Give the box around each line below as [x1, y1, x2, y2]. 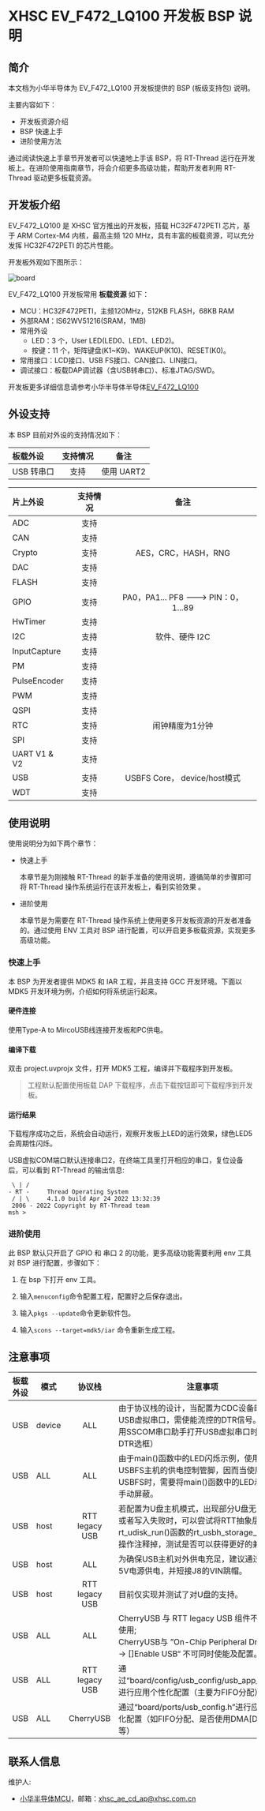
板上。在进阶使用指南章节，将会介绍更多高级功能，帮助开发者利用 [8, 163, 222, 172]
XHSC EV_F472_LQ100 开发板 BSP [8, 7, 235, 25]
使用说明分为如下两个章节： [8, 838, 99, 849]
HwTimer [12, 616, 46, 627]
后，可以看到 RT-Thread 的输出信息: [8, 1165, 125, 1175]
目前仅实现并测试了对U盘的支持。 [118, 1589, 243, 1600]
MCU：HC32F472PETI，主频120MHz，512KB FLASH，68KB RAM [19, 306, 235, 316]
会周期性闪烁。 [8, 1138, 57, 1149]
